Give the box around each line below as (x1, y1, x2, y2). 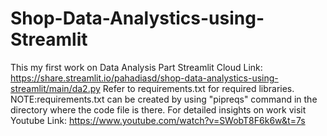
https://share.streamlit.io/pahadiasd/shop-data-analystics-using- (10, 72, 279, 84)
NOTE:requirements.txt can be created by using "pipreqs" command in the (10, 93, 318, 105)
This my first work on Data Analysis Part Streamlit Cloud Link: (10, 61, 263, 73)
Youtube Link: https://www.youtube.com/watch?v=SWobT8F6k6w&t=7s (10, 114, 306, 126)
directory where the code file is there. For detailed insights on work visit (10, 103, 307, 116)
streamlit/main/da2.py (10, 82, 101, 94)
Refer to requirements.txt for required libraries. (102, 82, 295, 94)
